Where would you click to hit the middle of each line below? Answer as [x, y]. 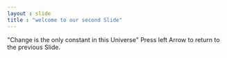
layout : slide [29, 13]
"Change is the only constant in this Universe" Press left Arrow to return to [113, 39]
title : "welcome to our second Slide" [65, 20]
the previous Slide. [34, 47]
